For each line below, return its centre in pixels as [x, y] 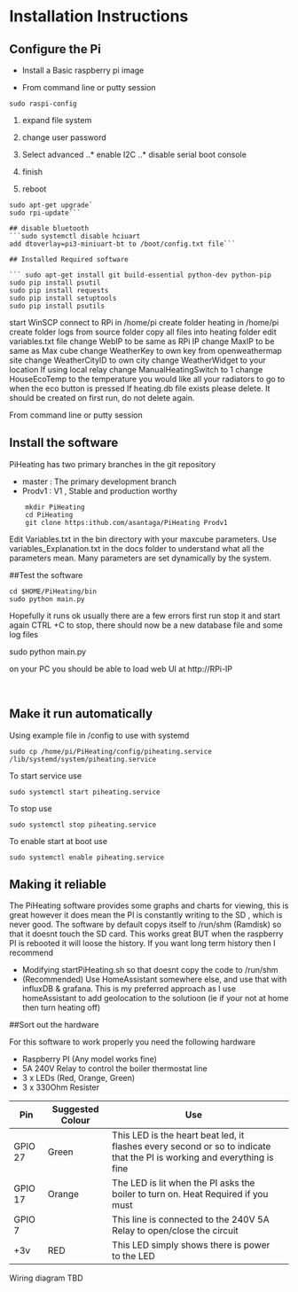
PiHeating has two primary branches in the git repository [113, 464]
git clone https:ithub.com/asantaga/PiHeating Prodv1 [126, 522]
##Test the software [46, 575]
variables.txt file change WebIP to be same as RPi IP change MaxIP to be [142, 341]
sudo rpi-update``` [45, 213]
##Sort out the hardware [54, 1025]
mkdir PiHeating [55, 507]
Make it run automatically [81, 714]
